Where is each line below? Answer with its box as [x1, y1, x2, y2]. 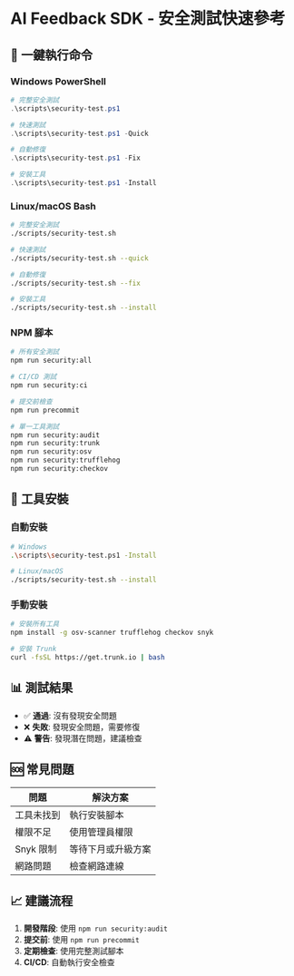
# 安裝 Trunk [10, 645, 57, 654]
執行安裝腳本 [69, 808, 125, 821]
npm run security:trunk [10, 439, 101, 448]
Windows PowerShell [10, 74, 107, 87]
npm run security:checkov [10, 464, 108, 473]
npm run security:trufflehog [10, 455, 121, 465]
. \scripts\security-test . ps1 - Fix [10, 153, 142, 163]
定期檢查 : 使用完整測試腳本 [23, 945, 124, 957]
